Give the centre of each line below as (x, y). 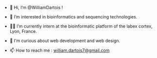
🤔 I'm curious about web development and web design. (65, 41)
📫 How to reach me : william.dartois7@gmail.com (60, 50)
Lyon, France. (23, 31)
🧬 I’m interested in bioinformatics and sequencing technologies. (73, 17)
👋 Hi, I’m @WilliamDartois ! (36, 7)
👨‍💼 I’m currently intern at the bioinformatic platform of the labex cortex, (81, 26)
